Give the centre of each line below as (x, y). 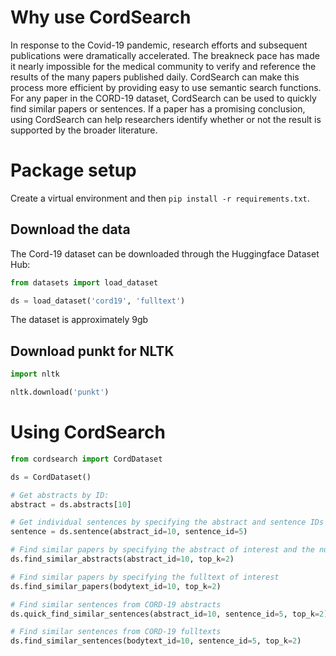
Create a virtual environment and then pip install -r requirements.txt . (160, 198)
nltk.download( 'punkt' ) (60, 392)
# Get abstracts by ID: (60, 495)
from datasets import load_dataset (84, 282)
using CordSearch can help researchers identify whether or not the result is (166, 119)
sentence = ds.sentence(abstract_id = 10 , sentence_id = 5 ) (129, 532)
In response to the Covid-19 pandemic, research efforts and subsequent (159, 45)
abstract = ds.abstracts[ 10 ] (71, 504)
